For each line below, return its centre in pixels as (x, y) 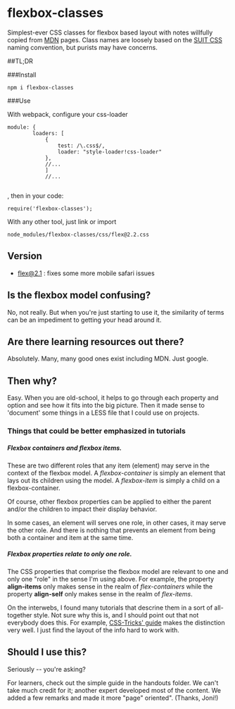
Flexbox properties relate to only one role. (70, 553)
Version (25, 256)
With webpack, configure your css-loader (68, 114)
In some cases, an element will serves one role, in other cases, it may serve (117, 523)
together (20, 615)
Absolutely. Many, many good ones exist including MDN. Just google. (108, 359)
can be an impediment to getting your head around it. (84, 320)
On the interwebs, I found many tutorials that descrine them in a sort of (110, 608)
